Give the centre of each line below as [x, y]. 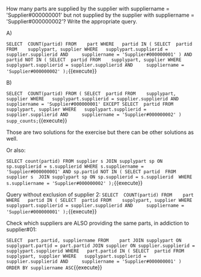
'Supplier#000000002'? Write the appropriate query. [72, 21]
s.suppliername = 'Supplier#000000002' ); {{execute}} [75, 183]
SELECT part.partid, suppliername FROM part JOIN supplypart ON [94, 240]
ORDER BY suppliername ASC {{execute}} [54, 267]
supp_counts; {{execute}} [37, 120]
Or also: [16, 150]
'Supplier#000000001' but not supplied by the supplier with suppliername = [100, 15]
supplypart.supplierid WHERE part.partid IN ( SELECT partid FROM [95, 251]
